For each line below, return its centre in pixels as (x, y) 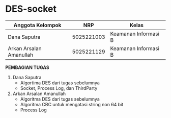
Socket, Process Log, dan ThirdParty (59, 88)
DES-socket (31, 9)
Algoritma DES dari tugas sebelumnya (60, 99)
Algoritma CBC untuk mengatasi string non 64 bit (72, 104)
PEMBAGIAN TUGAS (27, 67)
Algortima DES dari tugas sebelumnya (60, 83)
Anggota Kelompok (37, 25)
